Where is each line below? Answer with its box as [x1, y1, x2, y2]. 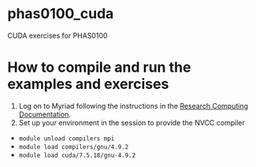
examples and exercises [7, 76, 169, 93]
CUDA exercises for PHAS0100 [7, 31, 108, 40]
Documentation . [18, 109, 72, 119]
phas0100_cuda [7, 5, 114, 23]
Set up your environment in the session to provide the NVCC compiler [18, 117, 245, 127]
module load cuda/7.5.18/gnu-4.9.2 [18, 151, 136, 159]
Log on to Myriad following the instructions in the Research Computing [18, 101, 249, 110]
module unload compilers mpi [18, 135, 115, 143]
